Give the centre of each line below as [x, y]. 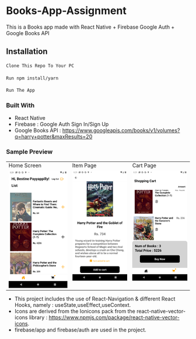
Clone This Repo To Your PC [40, 65]
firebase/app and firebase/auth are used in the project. [80, 330]
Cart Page [144, 165]
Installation [27, 52]
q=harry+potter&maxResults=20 [53, 137]
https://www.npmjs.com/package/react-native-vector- [114, 317]
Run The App [20, 91]
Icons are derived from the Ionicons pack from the [75, 312]
